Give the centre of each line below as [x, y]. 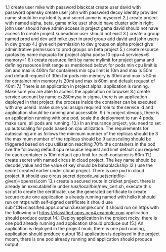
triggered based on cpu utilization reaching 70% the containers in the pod [80, 144]
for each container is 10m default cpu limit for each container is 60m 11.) [79, 155]
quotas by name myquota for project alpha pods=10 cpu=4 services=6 [77, 55]
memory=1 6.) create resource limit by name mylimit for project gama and [80, 60]
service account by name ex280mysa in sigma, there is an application [76, 97]
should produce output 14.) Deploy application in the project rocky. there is [81, 218]
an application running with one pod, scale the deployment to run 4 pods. [80, 118]
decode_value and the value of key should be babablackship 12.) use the [79, 165]
